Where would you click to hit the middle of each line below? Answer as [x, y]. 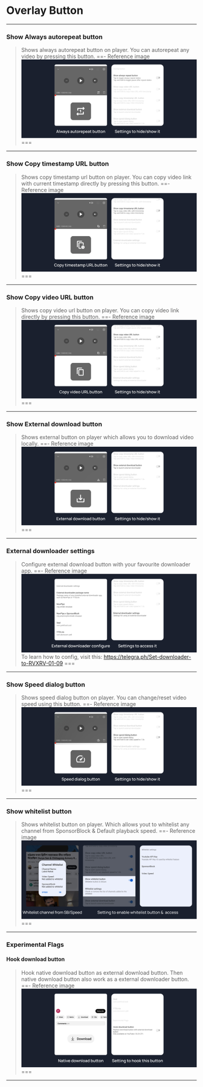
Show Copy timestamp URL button [58, 164]
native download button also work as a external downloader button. [105, 979]
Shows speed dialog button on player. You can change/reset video [104, 697]
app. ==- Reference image [54, 571]
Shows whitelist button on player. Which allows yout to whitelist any [105, 824]
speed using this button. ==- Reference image [79, 704]
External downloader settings [50, 551]
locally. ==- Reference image [57, 444]
